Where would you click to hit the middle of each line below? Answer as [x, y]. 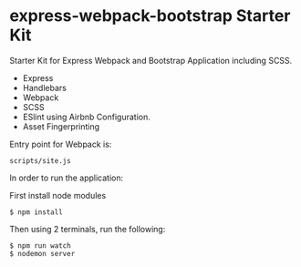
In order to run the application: [67, 178]
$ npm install [36, 212]
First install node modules [58, 195]
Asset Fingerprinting [61, 126]
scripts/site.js [40, 160]
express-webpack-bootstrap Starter [150, 16]
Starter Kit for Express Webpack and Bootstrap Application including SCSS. [151, 60]
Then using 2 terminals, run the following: [88, 229]
